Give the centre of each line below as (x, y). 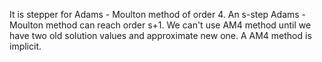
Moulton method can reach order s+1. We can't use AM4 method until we (160, 25)
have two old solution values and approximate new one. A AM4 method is (160, 35)
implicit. (25, 46)
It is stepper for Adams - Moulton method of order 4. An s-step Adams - (158, 14)
